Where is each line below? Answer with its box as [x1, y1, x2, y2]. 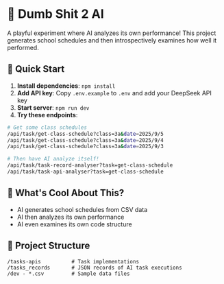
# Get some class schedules [7, 123, 88, 131]
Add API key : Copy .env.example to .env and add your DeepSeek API [16, 88, 212, 97]
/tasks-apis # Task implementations [7, 258, 139, 265]
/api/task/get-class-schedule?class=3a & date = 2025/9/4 [7, 137, 164, 143]
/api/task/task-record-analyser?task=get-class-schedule [7, 162, 173, 169]
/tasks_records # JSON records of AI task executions [7, 264, 183, 271]
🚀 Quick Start [7, 63, 65, 75]
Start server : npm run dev [16, 103, 90, 112]
